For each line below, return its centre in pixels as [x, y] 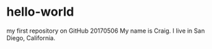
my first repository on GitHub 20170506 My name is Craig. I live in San [106, 31]
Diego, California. [31, 37]
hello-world [40, 12]
